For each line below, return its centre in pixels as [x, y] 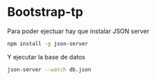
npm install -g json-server [48, 43]
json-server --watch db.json [49, 70]
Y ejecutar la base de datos [46, 57]
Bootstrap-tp [45, 12]
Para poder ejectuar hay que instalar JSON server [78, 31]
